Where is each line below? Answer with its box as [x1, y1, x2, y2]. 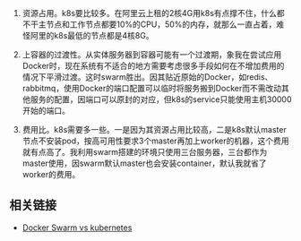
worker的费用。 [21, 169, 81, 179]
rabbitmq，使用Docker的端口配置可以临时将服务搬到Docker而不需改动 [21, 83, 282, 93]
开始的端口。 [21, 106, 70, 116]
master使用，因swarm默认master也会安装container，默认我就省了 [21, 158, 267, 168]
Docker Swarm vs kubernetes [21, 222, 133, 233]
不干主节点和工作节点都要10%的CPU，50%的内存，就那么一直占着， [21, 19, 277, 30]
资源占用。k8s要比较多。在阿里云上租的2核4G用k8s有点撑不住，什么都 [21, 8, 285, 18]
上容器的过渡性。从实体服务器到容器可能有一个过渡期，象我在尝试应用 [21, 49, 282, 60]
